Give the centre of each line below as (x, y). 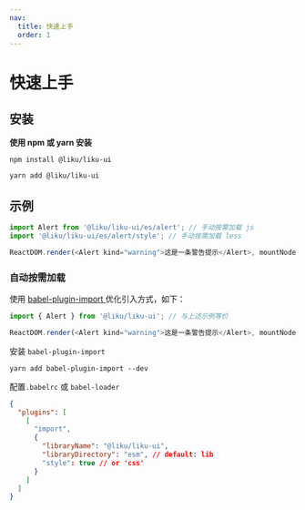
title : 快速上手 (46, 26)
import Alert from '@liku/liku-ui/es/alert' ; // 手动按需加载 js (132, 228)
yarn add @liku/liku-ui (55, 176)
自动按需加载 (38, 277)
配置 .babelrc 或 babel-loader (65, 386)
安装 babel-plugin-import (57, 351)
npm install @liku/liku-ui (61, 160)
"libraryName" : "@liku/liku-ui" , (106, 446)
